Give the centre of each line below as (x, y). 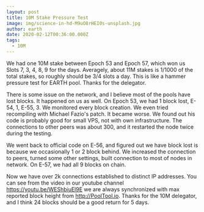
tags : (13, 40)
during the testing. (30, 133)
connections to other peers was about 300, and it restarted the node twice (100, 127)
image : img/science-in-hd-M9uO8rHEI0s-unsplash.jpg (73, 23)
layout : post (23, 12)
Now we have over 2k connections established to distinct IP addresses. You (102, 176)
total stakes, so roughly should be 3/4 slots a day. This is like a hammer (96, 76)
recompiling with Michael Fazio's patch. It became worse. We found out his (101, 114)
